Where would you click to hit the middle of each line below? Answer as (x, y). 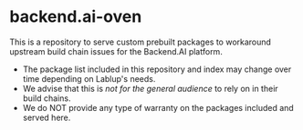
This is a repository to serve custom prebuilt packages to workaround (141, 42)
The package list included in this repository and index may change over (157, 69)
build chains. (47, 98)
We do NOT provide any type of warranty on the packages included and (158, 107)
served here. (47, 117)
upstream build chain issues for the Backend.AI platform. (116, 51)
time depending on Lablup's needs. (89, 78)
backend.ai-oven (76, 17)
